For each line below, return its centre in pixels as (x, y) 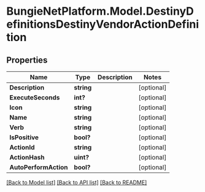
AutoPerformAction (39, 167)
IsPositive (24, 137)
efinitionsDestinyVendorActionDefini (103, 24)
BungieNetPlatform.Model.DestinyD (100, 11)
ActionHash (27, 157)
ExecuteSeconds (35, 98)
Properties (27, 60)
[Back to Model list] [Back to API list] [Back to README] (77, 182)
